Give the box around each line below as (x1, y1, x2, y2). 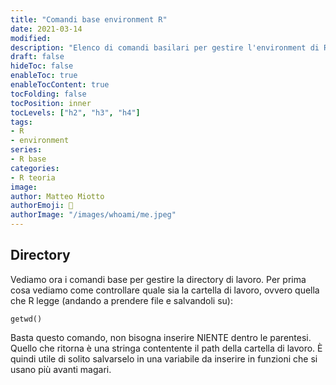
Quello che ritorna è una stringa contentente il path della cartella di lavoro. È (10, 342, 323, 354)
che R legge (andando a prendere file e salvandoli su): (10, 294, 234, 306)
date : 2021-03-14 (10, 24, 83, 34)
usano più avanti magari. (10, 363, 112, 375)
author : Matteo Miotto (10, 191, 105, 201)
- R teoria (10, 172, 56, 183)
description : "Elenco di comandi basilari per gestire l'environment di (10, 42, 320, 53)
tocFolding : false (10, 89, 87, 99)
